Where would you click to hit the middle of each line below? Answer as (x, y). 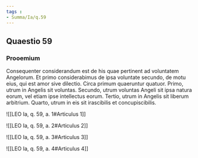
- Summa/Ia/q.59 (26, 17)
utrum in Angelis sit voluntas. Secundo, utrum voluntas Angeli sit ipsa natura (99, 90)
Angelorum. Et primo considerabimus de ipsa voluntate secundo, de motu (96, 77)
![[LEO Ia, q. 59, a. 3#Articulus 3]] (47, 137)
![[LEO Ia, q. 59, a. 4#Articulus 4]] (47, 148)
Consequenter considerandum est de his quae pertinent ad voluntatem (92, 71)
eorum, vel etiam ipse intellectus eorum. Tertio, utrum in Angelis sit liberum (98, 96)
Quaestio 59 (29, 41)
